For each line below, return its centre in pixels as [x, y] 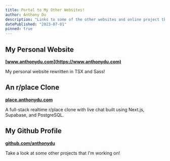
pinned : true [19, 29]
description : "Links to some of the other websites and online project [82, 19]
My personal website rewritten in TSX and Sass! [55, 71]
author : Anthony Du [26, 15]
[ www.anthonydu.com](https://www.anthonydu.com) [63, 61]
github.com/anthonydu [30, 143]
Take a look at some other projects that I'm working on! [63, 153]
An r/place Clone [32, 88]
